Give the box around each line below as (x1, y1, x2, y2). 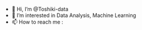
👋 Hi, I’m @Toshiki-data (11, 6, 69, 12)
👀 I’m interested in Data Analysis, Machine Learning (11, 12, 137, 19)
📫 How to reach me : (11, 18, 63, 25)
